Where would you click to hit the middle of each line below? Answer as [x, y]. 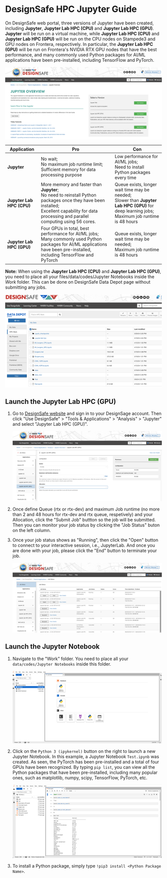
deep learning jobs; [134, 211]
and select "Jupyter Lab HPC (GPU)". [50, 424]
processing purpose [61, 175]
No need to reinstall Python [69, 195]
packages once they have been [73, 200]
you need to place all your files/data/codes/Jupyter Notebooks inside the [80, 276]
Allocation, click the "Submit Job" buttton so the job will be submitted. [84, 520]
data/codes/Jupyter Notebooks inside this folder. [62, 664]
